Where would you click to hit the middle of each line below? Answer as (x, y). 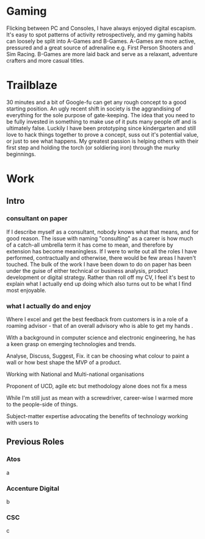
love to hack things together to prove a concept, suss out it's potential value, (103, 134)
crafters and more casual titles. (45, 60)
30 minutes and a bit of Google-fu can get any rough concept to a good (96, 102)
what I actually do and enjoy (49, 306)
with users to (23, 423)
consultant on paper (37, 219)
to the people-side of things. (42, 405)
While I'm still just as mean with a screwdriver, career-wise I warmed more (100, 398)
